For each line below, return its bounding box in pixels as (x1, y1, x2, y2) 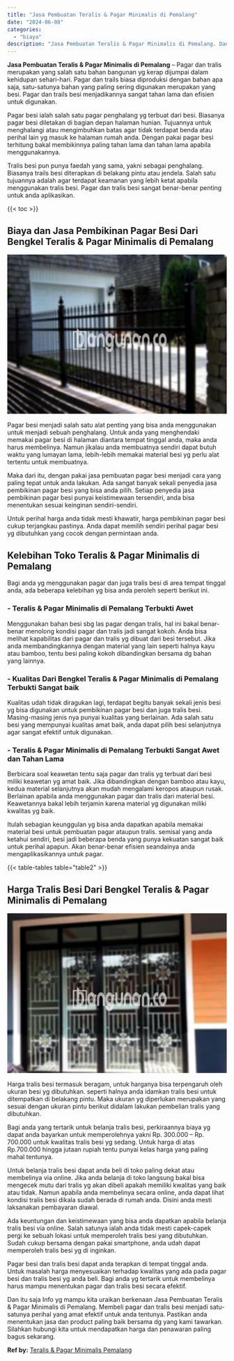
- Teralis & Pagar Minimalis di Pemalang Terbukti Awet (7, 604, 194, 613)
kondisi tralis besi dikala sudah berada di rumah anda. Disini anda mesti (7, 1195, 212, 1204)
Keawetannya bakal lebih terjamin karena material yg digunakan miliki (7, 799, 207, 808)
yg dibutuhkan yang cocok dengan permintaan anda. (7, 529, 159, 537)
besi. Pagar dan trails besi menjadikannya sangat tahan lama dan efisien (7, 91, 214, 99)
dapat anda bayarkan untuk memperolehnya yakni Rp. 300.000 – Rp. (7, 1130, 204, 1138)
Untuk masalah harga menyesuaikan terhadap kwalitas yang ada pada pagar (7, 1267, 227, 1275)
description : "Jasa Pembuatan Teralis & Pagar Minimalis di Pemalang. (7, 40, 217, 48)
